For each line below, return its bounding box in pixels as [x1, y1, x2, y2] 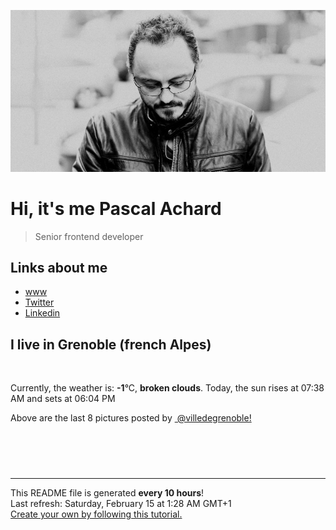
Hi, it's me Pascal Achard [10, 197, 222, 220]
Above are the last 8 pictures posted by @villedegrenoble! [10, 412, 252, 424]
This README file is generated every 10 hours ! [10, 487, 205, 499]
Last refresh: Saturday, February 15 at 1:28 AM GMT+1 [10, 498, 232, 510]
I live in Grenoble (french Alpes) [10, 336, 212, 353]
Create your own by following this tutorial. [10, 508, 183, 520]
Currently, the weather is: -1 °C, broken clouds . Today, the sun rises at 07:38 [10, 382, 325, 394]
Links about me [10, 259, 108, 276]
